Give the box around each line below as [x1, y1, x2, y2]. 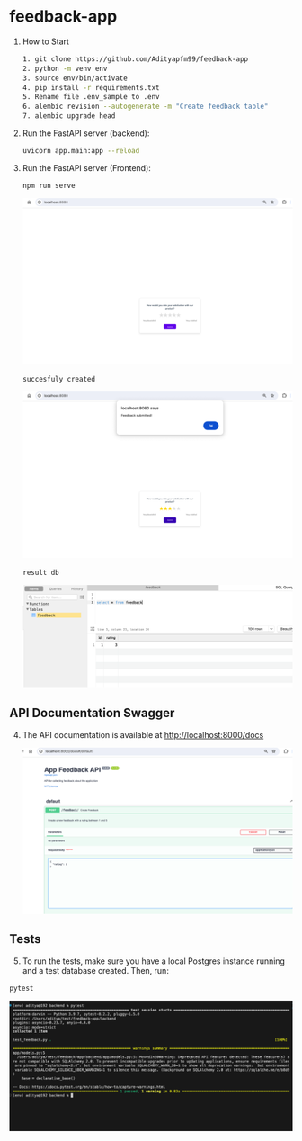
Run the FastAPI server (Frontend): [22, 162, 151, 173]
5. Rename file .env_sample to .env [22, 93, 160, 102]
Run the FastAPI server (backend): [22, 128, 150, 139]
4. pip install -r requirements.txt [22, 83, 160, 92]
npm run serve [22, 181, 75, 190]
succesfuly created [22, 375, 96, 384]
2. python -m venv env [22, 64, 108, 73]
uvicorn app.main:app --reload [22, 147, 140, 156]
